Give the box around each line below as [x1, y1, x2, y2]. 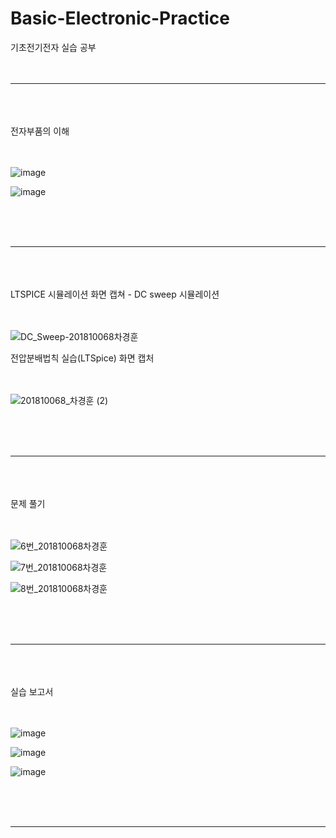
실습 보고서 [10, 685, 54, 697]
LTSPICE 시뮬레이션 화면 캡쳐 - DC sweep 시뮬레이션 [10, 288, 220, 300]
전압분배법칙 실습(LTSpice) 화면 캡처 [10, 352, 155, 364]
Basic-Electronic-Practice [10, 7, 230, 30]
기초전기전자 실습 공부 [10, 41, 97, 53]
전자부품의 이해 [10, 125, 70, 137]
